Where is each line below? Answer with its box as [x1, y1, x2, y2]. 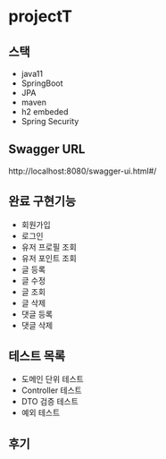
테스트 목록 [8, 349, 66, 364]
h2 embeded [21, 106, 69, 117]
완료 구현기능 [8, 194, 77, 209]
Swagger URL [8, 141, 86, 157]
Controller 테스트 [21, 385, 82, 395]
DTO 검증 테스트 [21, 396, 79, 407]
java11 [21, 69, 44, 79]
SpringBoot [21, 78, 63, 89]
